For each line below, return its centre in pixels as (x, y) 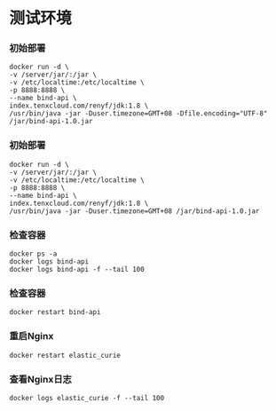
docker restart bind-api (55, 312)
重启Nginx (32, 336)
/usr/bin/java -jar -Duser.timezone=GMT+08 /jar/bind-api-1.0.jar (134, 211)
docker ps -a (33, 254)
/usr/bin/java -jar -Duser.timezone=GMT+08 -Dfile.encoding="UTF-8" (138, 114)
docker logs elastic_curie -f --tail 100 (87, 398)
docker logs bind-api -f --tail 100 (77, 270)
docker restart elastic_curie (65, 355)
